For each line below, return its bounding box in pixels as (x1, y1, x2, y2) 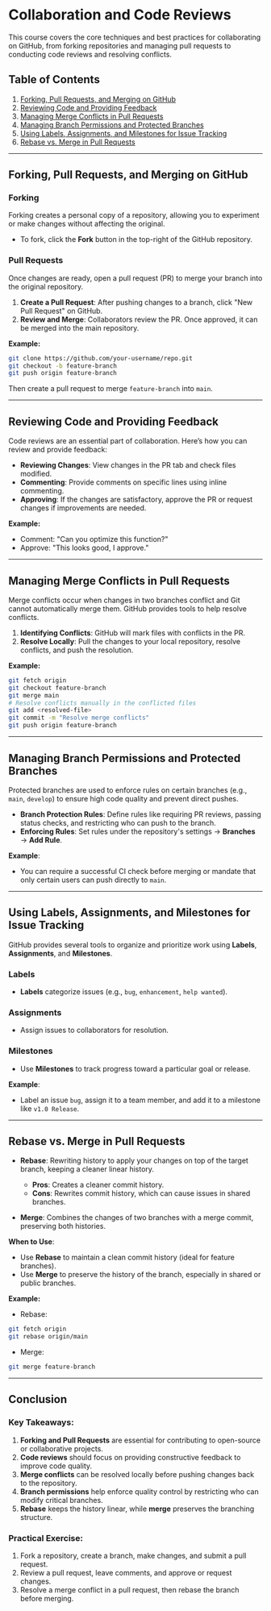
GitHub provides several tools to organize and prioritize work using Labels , (8, 939, 257, 949)
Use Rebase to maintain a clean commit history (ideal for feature (19, 1252, 236, 1263)
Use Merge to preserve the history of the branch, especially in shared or (19, 1270, 261, 1280)
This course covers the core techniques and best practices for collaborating (8, 32, 261, 42)
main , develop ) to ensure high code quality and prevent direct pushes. (8, 793, 239, 803)
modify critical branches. (19, 1495, 103, 1505)
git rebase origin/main (8, 1333, 89, 1341)
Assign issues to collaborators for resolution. (19, 1026, 169, 1035)
